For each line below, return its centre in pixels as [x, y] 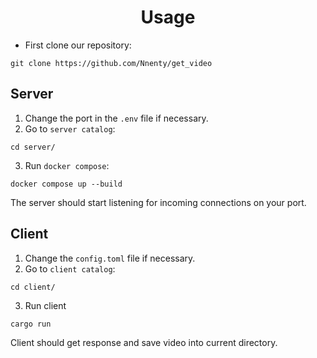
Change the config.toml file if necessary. [110, 258]
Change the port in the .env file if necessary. [116, 118]
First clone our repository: [78, 45]
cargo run [31, 324]
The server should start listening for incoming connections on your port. [158, 202]
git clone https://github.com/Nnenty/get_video [111, 63]
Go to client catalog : [70, 268]
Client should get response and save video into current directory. [144, 342]
